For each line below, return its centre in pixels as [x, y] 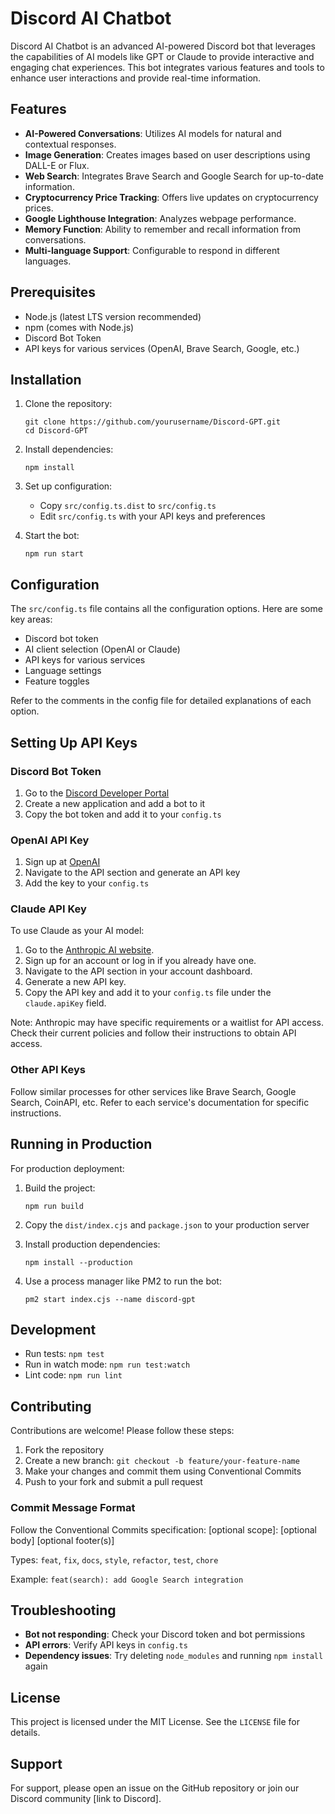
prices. [39, 208]
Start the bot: [52, 536]
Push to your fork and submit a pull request [113, 1482]
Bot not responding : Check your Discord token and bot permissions [165, 1634]
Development [53, 1329]
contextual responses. [70, 144]
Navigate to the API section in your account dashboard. [138, 971]
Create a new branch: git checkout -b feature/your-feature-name [162, 1461]
